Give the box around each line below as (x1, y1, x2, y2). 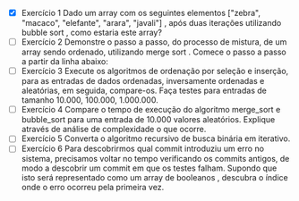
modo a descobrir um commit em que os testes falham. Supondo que (21, 163, 278, 173)
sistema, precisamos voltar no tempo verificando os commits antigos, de (21, 154, 290, 164)
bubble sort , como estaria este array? (21, 27, 163, 38)
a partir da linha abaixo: (21, 56, 108, 67)
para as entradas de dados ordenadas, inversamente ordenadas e (21, 76, 265, 87)
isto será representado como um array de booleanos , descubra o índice (21, 172, 288, 183)
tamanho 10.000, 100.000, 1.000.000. (21, 95, 158, 105)
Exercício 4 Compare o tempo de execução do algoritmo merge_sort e (21, 105, 281, 115)
